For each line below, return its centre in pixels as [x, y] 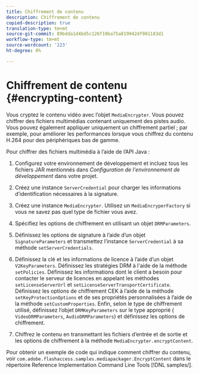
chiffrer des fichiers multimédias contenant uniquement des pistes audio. [96, 121]
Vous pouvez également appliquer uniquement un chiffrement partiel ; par [97, 127]
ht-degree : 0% [24, 51]
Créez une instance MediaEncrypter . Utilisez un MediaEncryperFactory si [102, 205]
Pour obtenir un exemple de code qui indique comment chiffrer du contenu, [99, 352]
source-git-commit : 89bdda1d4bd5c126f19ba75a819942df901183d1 [85, 34]
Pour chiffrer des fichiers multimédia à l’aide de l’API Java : [78, 151]
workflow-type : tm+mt [33, 39]
